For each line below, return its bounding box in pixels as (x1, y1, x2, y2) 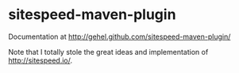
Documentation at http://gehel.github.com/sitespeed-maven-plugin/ (8, 32, 231, 41)
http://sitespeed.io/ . (8, 56, 73, 65)
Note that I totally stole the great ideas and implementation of (8, 47, 209, 56)
